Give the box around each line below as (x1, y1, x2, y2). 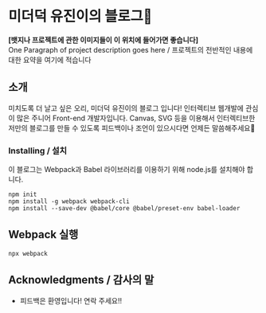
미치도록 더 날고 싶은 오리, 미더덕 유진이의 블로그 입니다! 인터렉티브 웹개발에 (8, 103, 244, 112)
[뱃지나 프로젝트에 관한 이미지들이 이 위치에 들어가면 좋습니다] (8, 35, 199, 45)
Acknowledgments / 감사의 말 (8, 273, 155, 287)
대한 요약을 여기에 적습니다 (8, 55, 92, 65)
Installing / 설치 (8, 145, 68, 156)
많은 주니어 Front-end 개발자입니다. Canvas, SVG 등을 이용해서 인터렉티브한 (16, 113, 256, 123)
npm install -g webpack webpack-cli (8, 198, 130, 205)
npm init (8, 190, 37, 199)
